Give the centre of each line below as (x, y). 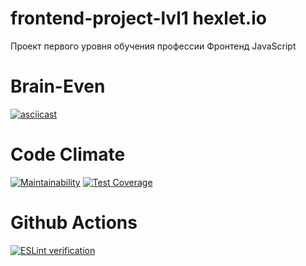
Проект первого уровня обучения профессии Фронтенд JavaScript (153, 46)
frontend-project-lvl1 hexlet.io (138, 18)
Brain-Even (58, 86)
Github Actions (74, 223)
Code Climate (68, 154)
